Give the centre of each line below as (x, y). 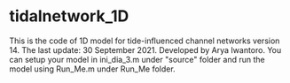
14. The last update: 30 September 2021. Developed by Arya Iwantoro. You (145, 49)
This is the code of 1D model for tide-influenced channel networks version (145, 41)
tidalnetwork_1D (69, 16)
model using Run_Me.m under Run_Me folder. (92, 69)
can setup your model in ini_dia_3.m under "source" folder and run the (137, 59)
